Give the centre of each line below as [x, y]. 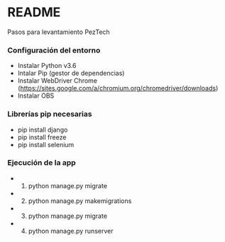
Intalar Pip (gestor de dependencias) [71, 73]
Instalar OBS [36, 96]
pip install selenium [46, 144]
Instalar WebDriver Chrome [57, 81]
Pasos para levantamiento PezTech [59, 32]
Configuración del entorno [54, 50]
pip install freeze [42, 137]
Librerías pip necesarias [50, 114]
